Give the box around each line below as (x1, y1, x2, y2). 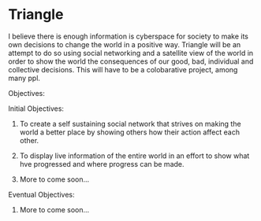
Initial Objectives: (8, 104, 65, 113)
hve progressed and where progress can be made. (19, 159, 185, 168)
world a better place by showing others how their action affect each (19, 127, 240, 137)
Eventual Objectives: (8, 190, 75, 199)
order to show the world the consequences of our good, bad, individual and (8, 57, 254, 66)
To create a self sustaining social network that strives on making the (19, 119, 242, 128)
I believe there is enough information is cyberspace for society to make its (8, 31, 248, 41)
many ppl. (8, 73, 41, 83)
